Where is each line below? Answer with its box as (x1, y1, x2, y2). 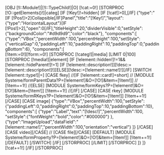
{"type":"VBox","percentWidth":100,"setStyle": (51, 98, 145, 104)
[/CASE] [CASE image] (5, 98, 50, 104)
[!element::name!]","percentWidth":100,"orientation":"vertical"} (5, 124, 131, 130)
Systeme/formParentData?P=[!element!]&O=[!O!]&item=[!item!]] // (5, 77, 138, 83)
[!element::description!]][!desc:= (66, 62, 132, 67)
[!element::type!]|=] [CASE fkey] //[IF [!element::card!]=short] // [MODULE (5, 72, 155, 78)
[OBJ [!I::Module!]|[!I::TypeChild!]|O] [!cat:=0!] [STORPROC (5, 5, 124, 10)
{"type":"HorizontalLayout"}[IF (5, 20, 67, 26)
